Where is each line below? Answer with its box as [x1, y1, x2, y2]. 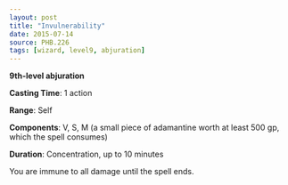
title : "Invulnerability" [9, 21, 105, 30]
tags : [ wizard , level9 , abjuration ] [9, 46, 145, 55]
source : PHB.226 [9, 37, 70, 47]
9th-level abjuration [9, 70, 85, 81]
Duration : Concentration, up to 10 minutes [9, 149, 164, 160]
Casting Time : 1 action [9, 88, 93, 99]
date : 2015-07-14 [9, 29, 74, 38]
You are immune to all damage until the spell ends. [9, 166, 194, 177]
